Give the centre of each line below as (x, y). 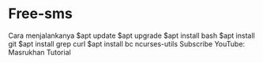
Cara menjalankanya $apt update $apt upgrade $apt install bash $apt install (131, 35)
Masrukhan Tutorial (39, 52)
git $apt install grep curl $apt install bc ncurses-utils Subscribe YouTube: (127, 43)
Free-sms (40, 14)
